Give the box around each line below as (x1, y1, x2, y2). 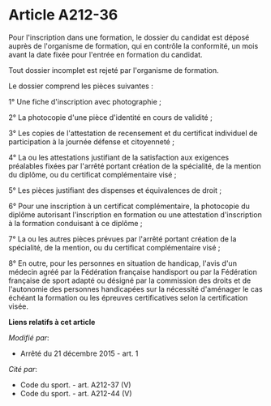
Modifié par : (8, 332, 50, 342)
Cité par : (8, 364, 38, 374)
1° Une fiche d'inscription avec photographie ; (8, 96, 162, 106)
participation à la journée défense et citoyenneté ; (8, 136, 174, 147)
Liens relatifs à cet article (8, 317, 96, 327)
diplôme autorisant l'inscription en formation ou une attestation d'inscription (8, 209, 262, 220)
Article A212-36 (8, 6, 118, 24)
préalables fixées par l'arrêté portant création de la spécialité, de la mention (8, 160, 261, 171)
